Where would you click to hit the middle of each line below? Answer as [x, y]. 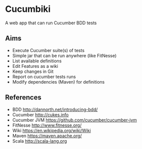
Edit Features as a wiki [35, 66]
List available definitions [37, 61]
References [23, 98]
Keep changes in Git [33, 71]
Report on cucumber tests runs [44, 76]
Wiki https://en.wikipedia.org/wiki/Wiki [51, 130]
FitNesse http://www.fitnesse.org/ [47, 125]
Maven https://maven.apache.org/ [47, 136]
